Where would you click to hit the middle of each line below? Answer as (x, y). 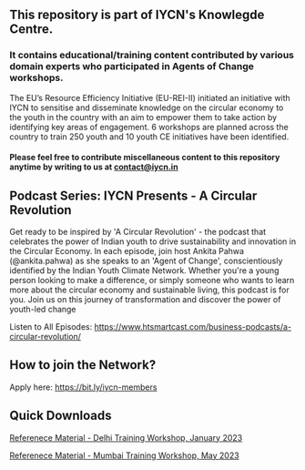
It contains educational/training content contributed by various (152, 56)
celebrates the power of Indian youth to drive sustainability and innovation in (153, 241)
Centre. (31, 30)
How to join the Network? (83, 365)
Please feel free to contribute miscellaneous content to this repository (145, 158)
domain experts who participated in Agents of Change (132, 66)
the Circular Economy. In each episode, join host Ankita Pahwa (127, 251)
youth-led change (43, 310)
